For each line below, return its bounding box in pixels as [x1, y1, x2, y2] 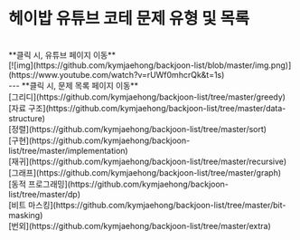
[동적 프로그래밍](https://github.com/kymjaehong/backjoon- [8, 178, 230, 189]
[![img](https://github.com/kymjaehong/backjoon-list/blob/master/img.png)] [8, 60, 292, 71]
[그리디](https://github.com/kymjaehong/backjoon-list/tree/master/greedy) [8, 91, 286, 102]
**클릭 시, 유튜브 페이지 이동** [8, 49, 117, 60]
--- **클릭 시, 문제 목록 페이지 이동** [8, 80, 139, 91]
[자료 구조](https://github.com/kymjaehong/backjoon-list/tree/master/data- [8, 102, 286, 113]
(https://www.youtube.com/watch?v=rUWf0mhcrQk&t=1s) [8, 69, 225, 80]
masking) [8, 209, 43, 220]
